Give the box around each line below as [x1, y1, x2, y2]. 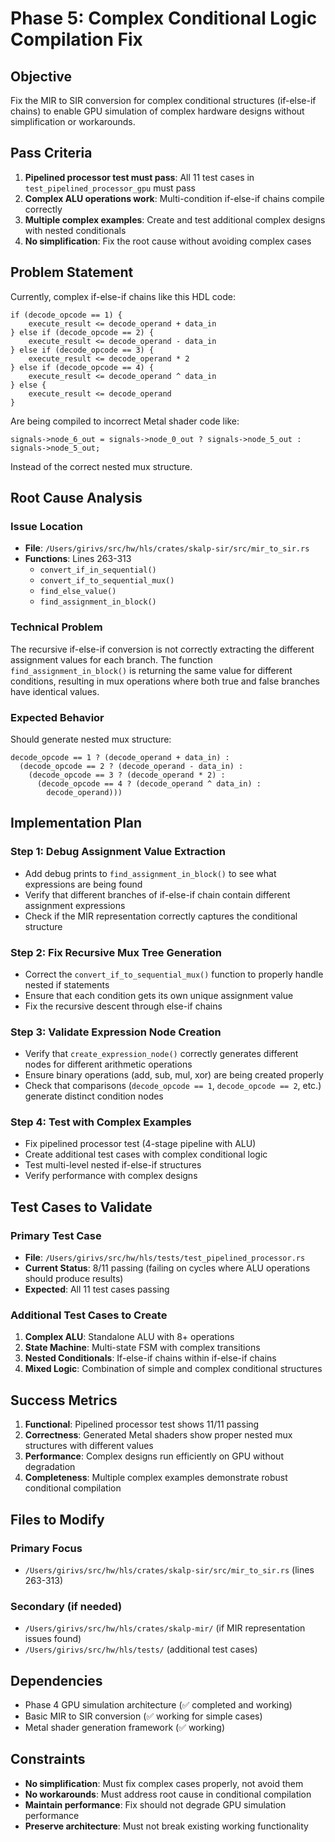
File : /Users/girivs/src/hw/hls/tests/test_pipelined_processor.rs [24, 1252, 306, 1264]
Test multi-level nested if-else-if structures [24, 1159, 202, 1171]
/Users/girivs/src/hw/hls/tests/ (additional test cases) [24, 1643, 258, 1656]
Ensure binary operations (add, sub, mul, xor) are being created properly [24, 1069, 324, 1081]
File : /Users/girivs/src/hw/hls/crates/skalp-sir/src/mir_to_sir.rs [24, 542, 310, 554]
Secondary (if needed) [10, 1599, 123, 1613]
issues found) [24, 1633, 82, 1645]
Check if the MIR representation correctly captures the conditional [24, 910, 298, 922]
